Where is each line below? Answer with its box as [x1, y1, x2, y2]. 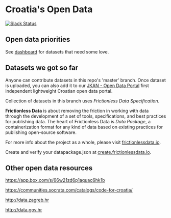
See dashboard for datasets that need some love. [5, 48, 109, 54]
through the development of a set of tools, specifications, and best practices [5, 113, 166, 119]
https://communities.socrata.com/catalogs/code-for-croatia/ [5, 187, 133, 193]
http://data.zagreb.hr [5, 197, 50, 203]
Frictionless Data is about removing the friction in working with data [5, 107, 149, 114]
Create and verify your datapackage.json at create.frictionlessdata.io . [5, 149, 152, 155]
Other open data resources [5, 163, 93, 172]
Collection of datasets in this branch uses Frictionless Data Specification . [5, 98, 160, 104]
